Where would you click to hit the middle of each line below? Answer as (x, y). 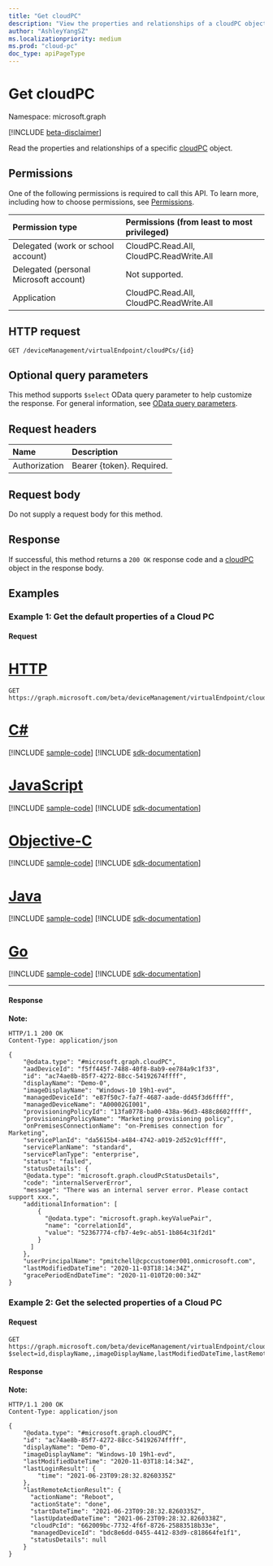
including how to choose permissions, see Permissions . (102, 202)
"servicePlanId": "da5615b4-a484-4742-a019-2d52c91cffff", (125, 1140)
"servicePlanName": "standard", (78, 1147)
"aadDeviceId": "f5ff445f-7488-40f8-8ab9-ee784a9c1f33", (121, 1069)
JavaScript (46, 785)
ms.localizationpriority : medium (65, 39)
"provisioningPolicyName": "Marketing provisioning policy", (128, 1119)
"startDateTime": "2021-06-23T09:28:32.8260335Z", (117, 1511)
